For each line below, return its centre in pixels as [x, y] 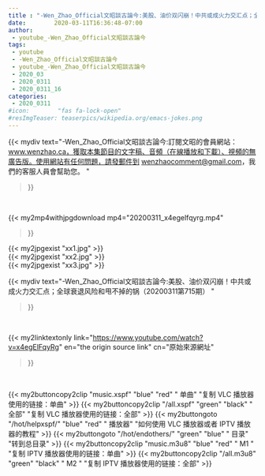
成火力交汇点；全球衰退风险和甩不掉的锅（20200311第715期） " [111, 291]
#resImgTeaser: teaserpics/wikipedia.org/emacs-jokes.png [105, 118]
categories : [28, 96]
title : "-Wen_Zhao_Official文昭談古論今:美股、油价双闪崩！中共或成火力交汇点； [131, 15]
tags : [17, 45]
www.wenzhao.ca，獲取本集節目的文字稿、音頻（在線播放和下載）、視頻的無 [132, 152]
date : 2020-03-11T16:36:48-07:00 [76, 23]
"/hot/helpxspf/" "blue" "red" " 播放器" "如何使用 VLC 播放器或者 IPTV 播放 [129, 424]
